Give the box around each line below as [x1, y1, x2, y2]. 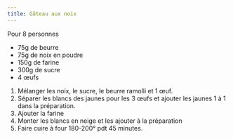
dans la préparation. [17, 101, 76, 110]
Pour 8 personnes [7, 29, 60, 38]
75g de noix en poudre [17, 51, 84, 59]
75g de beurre [17, 43, 59, 51]
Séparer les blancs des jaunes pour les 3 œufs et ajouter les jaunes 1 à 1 [17, 94, 226, 102]
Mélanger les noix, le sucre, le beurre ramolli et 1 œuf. [17, 86, 173, 95]
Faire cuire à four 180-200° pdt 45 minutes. [17, 124, 143, 132]
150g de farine [17, 58, 60, 67]
